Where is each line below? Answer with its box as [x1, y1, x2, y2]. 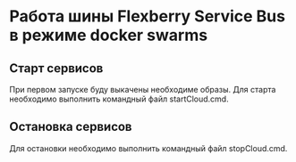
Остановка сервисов [9, 119, 132, 134]
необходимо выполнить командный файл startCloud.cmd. [9, 93, 230, 104]
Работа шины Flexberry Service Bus [9, 6, 286, 27]
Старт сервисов [9, 61, 104, 76]
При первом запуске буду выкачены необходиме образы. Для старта [9, 85, 276, 94]
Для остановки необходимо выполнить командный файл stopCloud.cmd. [9, 142, 288, 153]
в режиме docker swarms [9, 25, 208, 45]
